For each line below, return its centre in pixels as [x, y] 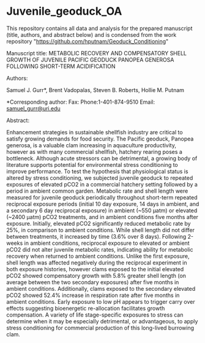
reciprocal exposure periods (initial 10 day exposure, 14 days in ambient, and [103, 204]
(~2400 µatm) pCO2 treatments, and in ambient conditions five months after [102, 217]
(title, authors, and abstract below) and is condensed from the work [91, 34]
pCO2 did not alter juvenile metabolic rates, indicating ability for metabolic [100, 249]
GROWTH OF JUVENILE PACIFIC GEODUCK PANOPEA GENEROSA [90, 60]
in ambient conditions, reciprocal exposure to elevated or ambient [107, 243]
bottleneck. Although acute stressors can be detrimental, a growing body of [102, 158]
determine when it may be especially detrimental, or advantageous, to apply [102, 321]
